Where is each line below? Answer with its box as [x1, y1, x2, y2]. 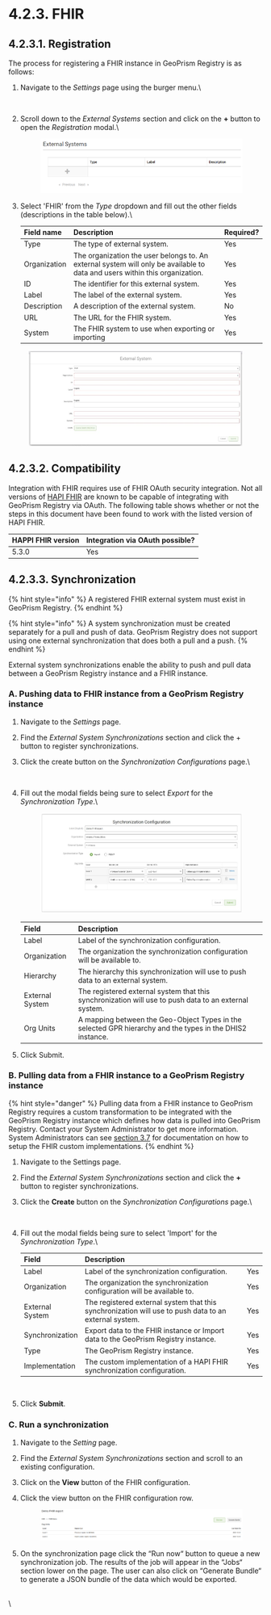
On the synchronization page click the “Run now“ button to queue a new [19, 1549, 261, 1558]
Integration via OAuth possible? [85, 535, 195, 545]
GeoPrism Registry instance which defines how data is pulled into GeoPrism [8, 1115, 261, 1125]
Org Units [23, 1023, 56, 1034]
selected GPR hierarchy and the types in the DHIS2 [77, 1023, 248, 1034]
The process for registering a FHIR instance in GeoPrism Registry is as [8, 58, 242, 68]
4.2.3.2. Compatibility [8, 462, 121, 476]
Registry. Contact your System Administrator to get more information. [8, 1124, 239, 1134]
